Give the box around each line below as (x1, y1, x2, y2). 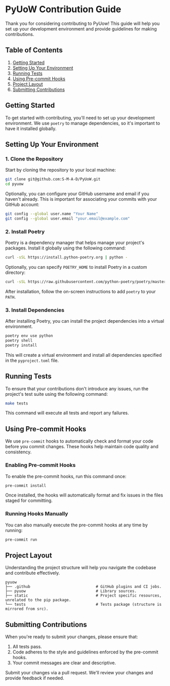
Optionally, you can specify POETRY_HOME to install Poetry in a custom (5, 264, 147, 270)
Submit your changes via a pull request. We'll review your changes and (5, 670, 153, 676)
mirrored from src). (5, 606, 49, 612)
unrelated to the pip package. (5, 598, 71, 603)
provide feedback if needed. (5, 675, 64, 681)
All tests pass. (12, 644, 42, 650)
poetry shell (5, 338, 33, 343)
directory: (5, 269, 26, 275)
